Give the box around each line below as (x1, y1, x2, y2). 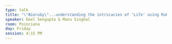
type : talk (5, 7, 29, 13)
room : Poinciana (5, 21, 40, 27)
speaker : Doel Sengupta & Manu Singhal (5, 17, 91, 22)
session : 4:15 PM (5, 31, 42, 36)
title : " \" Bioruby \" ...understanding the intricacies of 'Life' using (5, 12, 159, 17)
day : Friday (5, 26, 31, 31)
